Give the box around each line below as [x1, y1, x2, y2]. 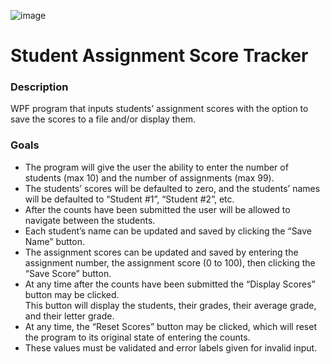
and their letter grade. [24, 310, 115, 322]
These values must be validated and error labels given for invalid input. [24, 341, 318, 354]
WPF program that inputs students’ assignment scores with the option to [10, 103, 309, 115]
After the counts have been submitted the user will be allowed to [24, 203, 291, 215]
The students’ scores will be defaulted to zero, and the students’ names [24, 182, 321, 194]
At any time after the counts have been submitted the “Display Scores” [24, 278, 316, 290]
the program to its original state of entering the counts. [24, 331, 251, 343]
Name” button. [24, 235, 85, 247]
